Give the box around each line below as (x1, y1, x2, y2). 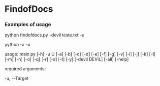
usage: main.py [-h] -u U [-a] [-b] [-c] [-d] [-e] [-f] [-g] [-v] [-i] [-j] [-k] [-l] (4, 51, 156, 57)
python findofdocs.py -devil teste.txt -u (4, 32, 85, 38)
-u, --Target (4, 75, 29, 82)
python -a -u (4, 42, 31, 48)
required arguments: (4, 66, 46, 72)
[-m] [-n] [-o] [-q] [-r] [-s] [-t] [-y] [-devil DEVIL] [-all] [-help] (4, 57, 129, 62)
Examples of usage (4, 21, 51, 28)
